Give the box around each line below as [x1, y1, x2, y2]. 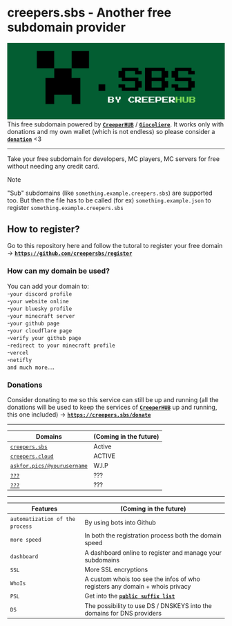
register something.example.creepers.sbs [7, 203, 124, 211]
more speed [10, 536, 41, 543]
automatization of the [10, 516, 76, 523]
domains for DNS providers [84, 609, 162, 617]
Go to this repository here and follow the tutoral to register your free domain [7, 242, 223, 250]
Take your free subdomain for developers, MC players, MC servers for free [7, 154, 220, 163]
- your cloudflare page [7, 326, 72, 334]
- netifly [7, 355, 32, 363]
